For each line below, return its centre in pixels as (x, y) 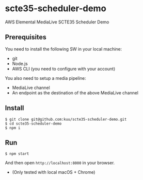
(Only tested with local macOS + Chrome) (54, 172)
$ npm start (17, 154)
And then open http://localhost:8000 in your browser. (60, 163)
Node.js (20, 63)
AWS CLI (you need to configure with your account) (64, 69)
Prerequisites (26, 37)
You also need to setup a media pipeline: (46, 78)
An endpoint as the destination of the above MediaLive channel (75, 92)
